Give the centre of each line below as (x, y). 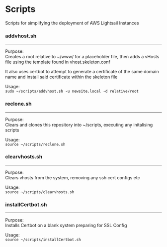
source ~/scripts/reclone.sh (35, 144)
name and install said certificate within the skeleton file (61, 77)
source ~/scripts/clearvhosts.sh (40, 192)
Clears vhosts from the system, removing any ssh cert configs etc (73, 177)
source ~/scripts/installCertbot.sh (43, 240)
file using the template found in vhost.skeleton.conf (58, 62)
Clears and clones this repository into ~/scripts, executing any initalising (79, 124)
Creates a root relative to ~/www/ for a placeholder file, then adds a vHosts (82, 57)
